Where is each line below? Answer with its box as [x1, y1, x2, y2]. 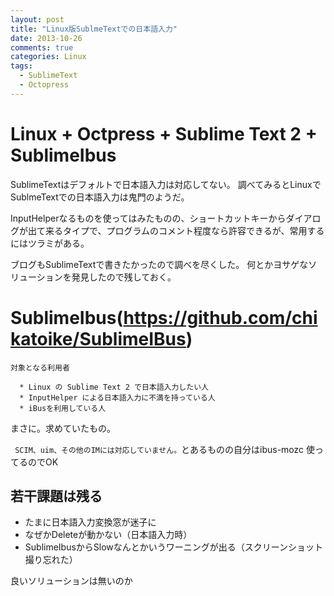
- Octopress [19, 80, 70, 90]
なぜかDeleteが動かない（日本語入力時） [24, 529, 193, 541]
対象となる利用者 [10, 362, 70, 373]
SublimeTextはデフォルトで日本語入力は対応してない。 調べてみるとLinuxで [10, 178, 322, 190]
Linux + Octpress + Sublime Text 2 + [10, 122, 318, 145]
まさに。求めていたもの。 [10, 422, 116, 434]
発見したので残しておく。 [71, 271, 177, 283]
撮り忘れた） [24, 554, 78, 566]
